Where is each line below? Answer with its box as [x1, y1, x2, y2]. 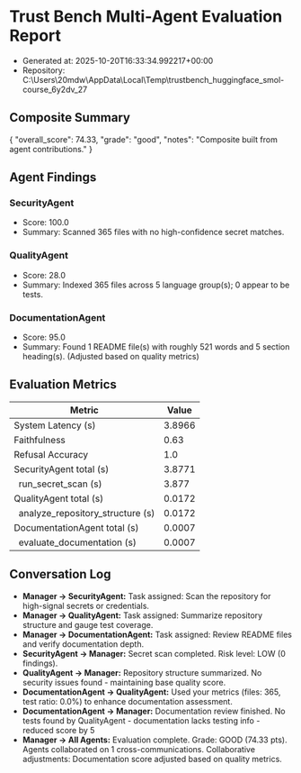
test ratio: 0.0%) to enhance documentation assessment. [22, 696, 234, 706]
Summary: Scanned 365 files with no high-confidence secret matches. [22, 227, 285, 238]
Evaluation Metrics [9, 377, 117, 393]
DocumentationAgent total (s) [13, 521, 139, 533]
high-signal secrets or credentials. [22, 600, 150, 611]
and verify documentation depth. [22, 638, 145, 650]
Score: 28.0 [22, 269, 66, 280]
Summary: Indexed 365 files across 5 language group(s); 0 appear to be [22, 279, 290, 290]
